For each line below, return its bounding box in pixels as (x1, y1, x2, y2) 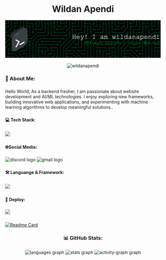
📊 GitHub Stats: (63, 234, 103, 241)
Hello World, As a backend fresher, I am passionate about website (5, 88, 139, 94)
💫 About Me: (5, 75, 36, 82)
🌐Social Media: (5, 144, 38, 150)
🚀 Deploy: (5, 196, 26, 202)
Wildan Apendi (51, 3, 115, 15)
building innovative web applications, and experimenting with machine (5, 99, 148, 105)
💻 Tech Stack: (5, 117, 36, 123)
